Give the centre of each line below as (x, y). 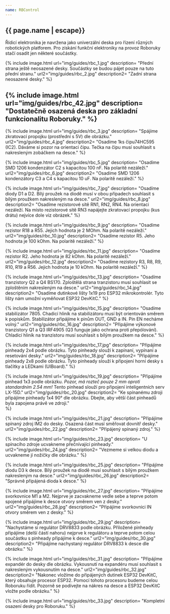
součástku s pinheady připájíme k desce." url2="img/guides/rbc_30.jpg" (80, 538)
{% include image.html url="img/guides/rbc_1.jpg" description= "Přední (79, 63)
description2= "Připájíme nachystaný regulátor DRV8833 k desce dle (77, 544)
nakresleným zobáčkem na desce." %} (46, 153)
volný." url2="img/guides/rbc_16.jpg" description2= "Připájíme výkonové (80, 324)
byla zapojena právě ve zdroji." (37, 403)
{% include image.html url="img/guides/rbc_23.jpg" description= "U (76, 439)
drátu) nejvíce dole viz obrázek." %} (43, 215)
